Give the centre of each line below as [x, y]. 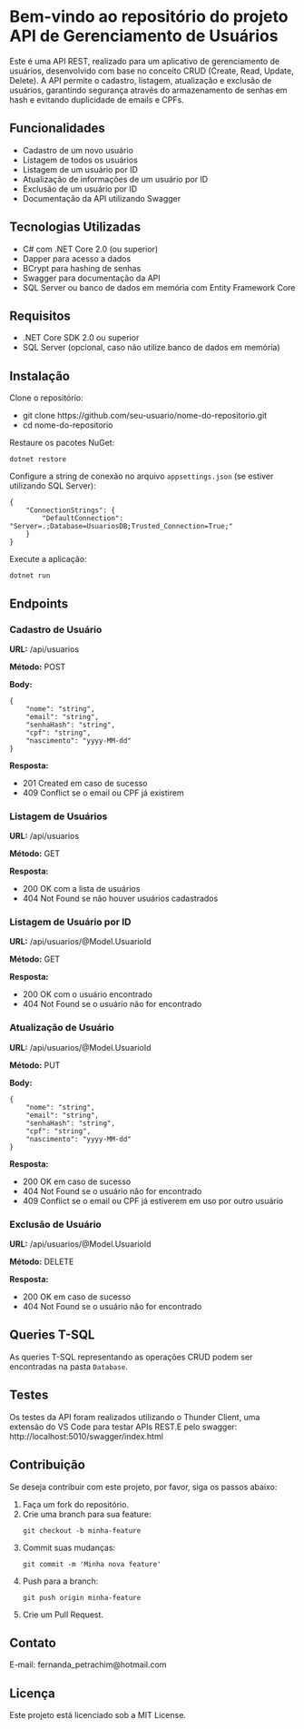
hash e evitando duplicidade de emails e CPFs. [97, 99]
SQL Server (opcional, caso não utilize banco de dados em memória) [151, 348]
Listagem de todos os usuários [80, 160]
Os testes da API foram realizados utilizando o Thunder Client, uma [135, 1417]
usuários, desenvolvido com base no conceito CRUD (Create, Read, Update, [152, 71]
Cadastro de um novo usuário [78, 150]
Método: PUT [35, 1065]
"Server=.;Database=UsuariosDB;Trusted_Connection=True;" [121, 527]
